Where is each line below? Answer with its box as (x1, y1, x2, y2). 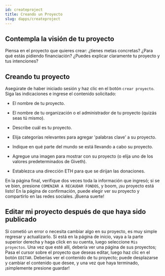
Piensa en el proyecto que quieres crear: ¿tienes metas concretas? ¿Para (5, 48, 153, 54)
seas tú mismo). (12, 115, 45, 121)
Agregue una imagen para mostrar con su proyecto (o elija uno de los (12, 153, 154, 159)
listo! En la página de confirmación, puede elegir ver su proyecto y (5, 188, 140, 194)
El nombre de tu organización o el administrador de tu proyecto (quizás (12, 110, 157, 116)
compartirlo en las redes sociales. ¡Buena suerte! (5, 193, 104, 199)
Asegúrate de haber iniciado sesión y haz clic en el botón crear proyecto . (5, 86, 155, 91)
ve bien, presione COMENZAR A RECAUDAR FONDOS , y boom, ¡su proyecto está (5, 183, 154, 189)
